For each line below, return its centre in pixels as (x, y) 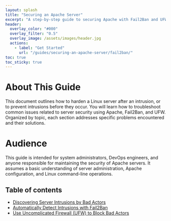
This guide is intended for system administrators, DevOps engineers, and (82, 158)
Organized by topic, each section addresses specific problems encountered (85, 118)
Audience (26, 144)
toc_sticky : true (24, 62)
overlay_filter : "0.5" (34, 34)
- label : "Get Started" (40, 48)
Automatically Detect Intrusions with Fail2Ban (60, 207)
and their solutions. (25, 123)
